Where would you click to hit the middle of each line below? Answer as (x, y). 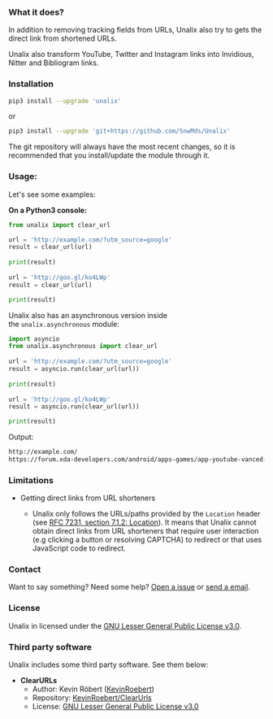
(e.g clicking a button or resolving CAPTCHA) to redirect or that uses (147, 540)
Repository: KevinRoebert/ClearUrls (92, 698)
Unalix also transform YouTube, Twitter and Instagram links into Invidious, (131, 54)
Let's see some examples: (52, 194)
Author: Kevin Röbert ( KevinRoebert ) (93, 689)
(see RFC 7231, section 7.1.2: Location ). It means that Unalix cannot (145, 522)
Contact (25, 569)
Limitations (31, 480)
